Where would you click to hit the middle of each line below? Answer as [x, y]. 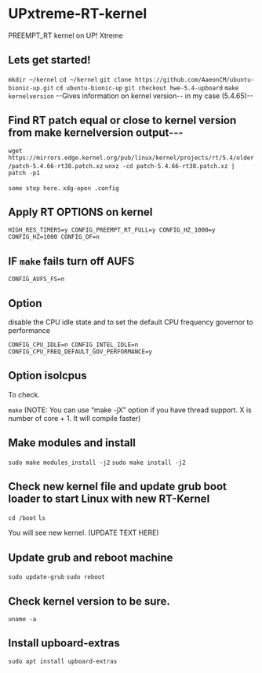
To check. [24, 394]
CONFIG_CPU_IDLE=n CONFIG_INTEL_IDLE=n [73, 345]
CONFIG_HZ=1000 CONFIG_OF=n [54, 237]
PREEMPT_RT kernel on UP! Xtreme [65, 35]
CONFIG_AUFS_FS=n [36, 280]
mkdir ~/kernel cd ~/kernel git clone [70, 79]
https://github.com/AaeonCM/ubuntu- [195, 79]
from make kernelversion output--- [96, 133]
